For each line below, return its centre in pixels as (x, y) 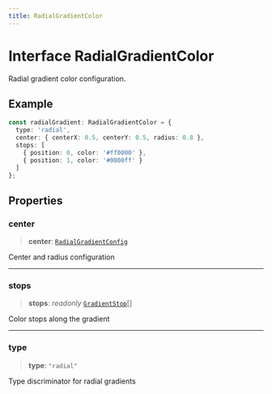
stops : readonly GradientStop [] (80, 303)
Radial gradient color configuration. (67, 79)
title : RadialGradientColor (56, 16)
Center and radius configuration (62, 257)
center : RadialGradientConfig (78, 242)
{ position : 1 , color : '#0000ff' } (83, 160)
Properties (36, 201)
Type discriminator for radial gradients (72, 381)
